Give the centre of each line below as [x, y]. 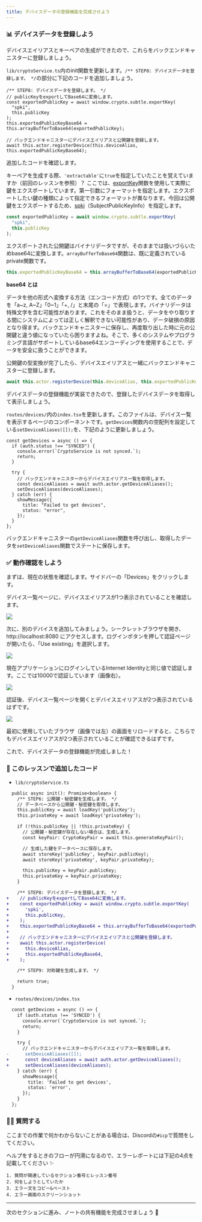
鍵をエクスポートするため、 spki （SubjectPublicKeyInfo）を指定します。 [95, 205]
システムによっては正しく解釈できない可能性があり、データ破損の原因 [109, 320]
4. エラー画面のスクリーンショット [44, 1195]
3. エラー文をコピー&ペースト [38, 1189]
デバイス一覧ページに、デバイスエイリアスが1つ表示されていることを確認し [99, 597]
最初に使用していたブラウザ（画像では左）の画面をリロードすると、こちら [98, 731]
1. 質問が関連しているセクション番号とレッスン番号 [62, 1176]
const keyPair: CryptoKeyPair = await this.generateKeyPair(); [103, 837]
